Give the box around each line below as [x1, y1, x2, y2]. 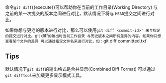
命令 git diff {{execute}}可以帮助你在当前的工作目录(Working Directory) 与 [5, 4, 158, 10]
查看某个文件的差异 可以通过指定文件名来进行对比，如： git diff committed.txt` [5, 38, 148, 43]
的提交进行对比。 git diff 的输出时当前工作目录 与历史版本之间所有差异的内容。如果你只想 [5, 33, 162, 39]
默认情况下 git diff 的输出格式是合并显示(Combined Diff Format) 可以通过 [5, 66, 156, 72]
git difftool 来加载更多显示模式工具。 [5, 72, 84, 78]
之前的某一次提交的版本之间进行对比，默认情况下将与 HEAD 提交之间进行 [5, 10, 151, 16]
